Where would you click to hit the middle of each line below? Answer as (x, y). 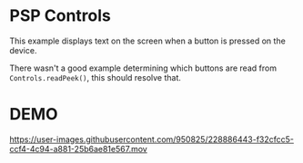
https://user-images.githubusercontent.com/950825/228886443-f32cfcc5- (151, 139)
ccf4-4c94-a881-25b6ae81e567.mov (78, 149)
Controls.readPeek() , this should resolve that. (96, 77)
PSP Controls (60, 16)
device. (23, 50)
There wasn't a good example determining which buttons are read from (143, 68)
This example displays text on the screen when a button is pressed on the (148, 41)
